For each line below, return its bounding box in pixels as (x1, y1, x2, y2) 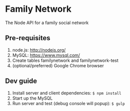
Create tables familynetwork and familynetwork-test (12, 57, 119, 63)
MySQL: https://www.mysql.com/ (12, 52, 80, 58)
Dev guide (5, 77, 37, 85)
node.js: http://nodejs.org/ (12, 47, 66, 53)
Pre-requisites (5, 34, 50, 42)
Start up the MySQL (12, 95, 53, 101)
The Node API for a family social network (5, 20, 89, 26)
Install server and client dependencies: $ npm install (12, 90, 122, 96)
